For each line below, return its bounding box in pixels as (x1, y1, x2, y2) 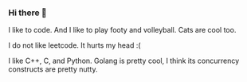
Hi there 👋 (8, 7, 48, 18)
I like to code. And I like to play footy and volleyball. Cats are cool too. (8, 25, 237, 35)
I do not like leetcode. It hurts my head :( (8, 41, 141, 50)
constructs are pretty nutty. (8, 64, 98, 74)
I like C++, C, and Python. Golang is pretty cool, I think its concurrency (8, 56, 240, 66)
